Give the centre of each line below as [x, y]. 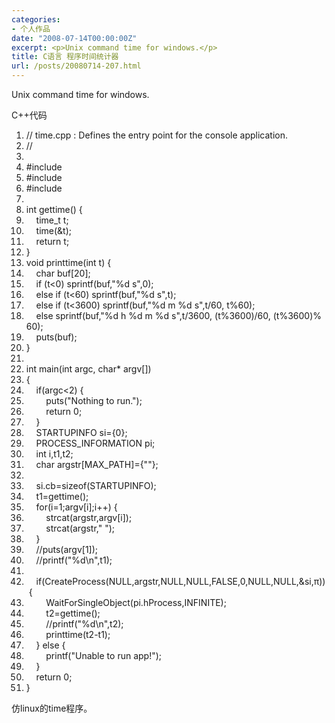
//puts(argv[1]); [67, 549]
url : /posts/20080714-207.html [76, 66]
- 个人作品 [31, 29]
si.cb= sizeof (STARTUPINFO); [96, 485]
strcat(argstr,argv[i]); [89, 517]
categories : [36, 19]
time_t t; [52, 220]
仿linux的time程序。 [52, 708]
